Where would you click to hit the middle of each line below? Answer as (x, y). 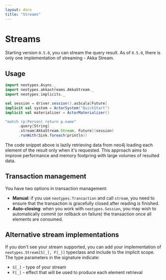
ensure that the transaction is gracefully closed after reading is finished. (86, 203)
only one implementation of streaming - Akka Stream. (60, 58)
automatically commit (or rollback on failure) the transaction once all (82, 214)
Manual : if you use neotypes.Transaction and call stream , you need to (83, 198)
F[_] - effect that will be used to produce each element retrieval (77, 272)
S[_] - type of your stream (39, 267)
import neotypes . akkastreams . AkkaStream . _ (50, 90)
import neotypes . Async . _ (31, 85)
